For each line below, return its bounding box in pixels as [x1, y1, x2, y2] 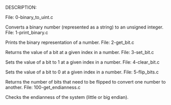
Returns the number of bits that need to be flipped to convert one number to [5, 79, 166, 85]
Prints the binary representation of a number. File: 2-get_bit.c [5, 39, 135, 45]
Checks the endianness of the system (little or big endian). [5, 94, 129, 100]
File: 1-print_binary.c [5, 30, 49, 35]
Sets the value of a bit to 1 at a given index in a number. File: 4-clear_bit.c [5, 59, 160, 65]
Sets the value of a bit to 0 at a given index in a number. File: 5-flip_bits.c [5, 69, 159, 75]
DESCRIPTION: [5, 5, 37, 10]
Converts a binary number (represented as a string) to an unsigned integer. [5, 24, 164, 30]
